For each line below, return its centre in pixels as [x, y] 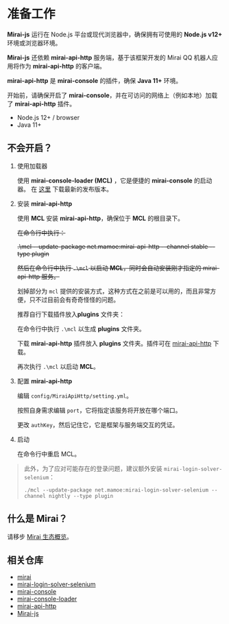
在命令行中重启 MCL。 [49, 454]
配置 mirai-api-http [45, 381]
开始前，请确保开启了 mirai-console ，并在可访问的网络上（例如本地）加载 [112, 95]
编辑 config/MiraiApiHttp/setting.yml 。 [74, 396]
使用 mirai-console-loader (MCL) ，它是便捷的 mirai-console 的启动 [114, 180]
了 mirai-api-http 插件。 [41, 104]
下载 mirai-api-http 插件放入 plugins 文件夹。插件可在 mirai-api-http [114, 343]
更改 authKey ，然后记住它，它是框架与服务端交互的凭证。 [98, 424]
